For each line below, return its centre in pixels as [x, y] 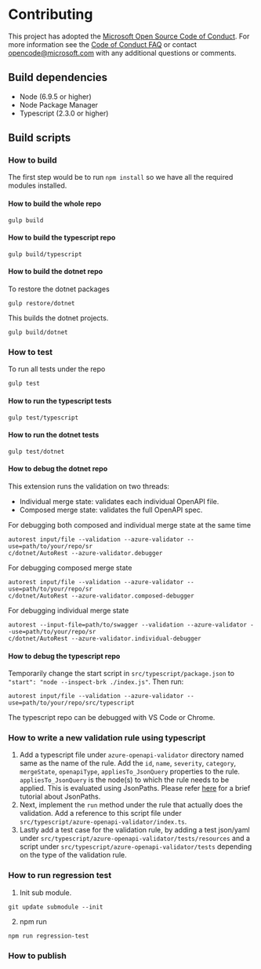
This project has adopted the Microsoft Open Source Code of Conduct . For [129, 36]
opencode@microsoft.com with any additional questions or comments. [122, 53]
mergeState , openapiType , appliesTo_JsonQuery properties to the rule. [130, 772]
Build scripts [40, 138]
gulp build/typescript [45, 254]
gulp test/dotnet [36, 452]
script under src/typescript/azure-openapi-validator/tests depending [136, 847]
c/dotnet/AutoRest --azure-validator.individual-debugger [105, 638]
